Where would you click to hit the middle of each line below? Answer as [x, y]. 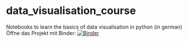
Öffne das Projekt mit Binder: [41, 33]
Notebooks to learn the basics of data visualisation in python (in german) [94, 27]
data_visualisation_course [71, 11]
